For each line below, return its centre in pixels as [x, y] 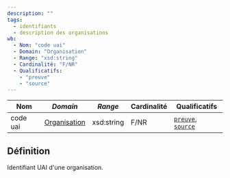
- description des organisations [61, 33]
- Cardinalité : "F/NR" [46, 64]
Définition [28, 151]
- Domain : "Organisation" [50, 52]
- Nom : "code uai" [40, 45]
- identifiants [35, 26]
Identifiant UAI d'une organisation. [55, 168]
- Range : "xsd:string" [46, 58]
